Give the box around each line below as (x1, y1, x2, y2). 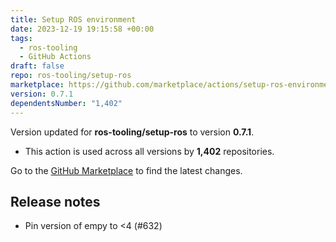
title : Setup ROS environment (10, 14, 137, 25)
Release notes (10, 193, 101, 210)
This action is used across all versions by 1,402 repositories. (24, 145, 275, 157)
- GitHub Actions (19, 52, 92, 62)
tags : (10, 33, 33, 43)
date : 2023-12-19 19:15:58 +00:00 (10, 24, 155, 34)
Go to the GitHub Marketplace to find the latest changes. (10, 164, 243, 176)
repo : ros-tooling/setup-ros (10, 71, 132, 81)
